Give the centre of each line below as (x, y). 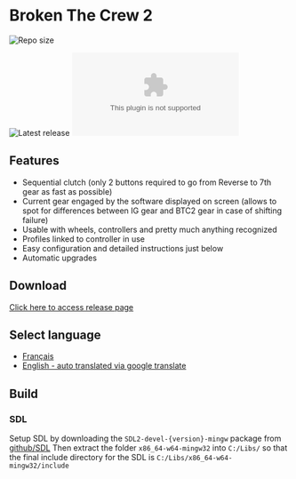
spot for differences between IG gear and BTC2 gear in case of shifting (152, 211)
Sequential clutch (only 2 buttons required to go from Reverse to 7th (147, 182)
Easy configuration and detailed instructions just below (123, 248)
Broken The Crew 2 (81, 16)
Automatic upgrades (60, 258)
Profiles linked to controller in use (83, 239)
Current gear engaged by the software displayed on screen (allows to (149, 201)
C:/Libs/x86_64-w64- (195, 459)
